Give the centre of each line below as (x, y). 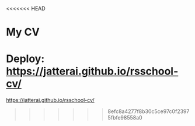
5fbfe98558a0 (125, 118)
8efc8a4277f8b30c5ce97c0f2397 (149, 111)
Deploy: (25, 59)
